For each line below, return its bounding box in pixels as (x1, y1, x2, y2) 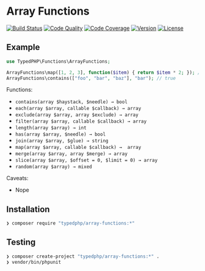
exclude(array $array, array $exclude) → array (15, 112, 138, 118)
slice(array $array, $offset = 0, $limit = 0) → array (15, 157, 158, 164)
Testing (6, 237, 36, 248)
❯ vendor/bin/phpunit (6, 259, 62, 265)
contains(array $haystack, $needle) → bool (15, 99, 128, 105)
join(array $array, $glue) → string (15, 138, 109, 144)
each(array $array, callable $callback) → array (15, 106, 142, 112)
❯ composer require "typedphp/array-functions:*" (6, 220, 135, 226)
